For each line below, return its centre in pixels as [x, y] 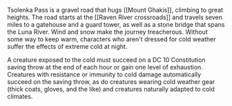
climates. [20, 96]
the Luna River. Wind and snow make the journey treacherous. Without [108, 32]
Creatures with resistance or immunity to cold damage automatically [104, 74]
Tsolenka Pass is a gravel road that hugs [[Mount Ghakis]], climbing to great [115, 10]
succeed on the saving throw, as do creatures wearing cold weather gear [111, 82]
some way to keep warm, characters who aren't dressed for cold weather [112, 39]
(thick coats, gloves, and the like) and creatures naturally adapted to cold [111, 89]
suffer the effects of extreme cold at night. [67, 46]
